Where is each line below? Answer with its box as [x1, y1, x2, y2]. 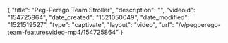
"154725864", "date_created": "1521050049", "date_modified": [7, 13, 189, 21]
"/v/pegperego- [175, 21, 221, 28]
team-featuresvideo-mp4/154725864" [7, 28, 119, 36]
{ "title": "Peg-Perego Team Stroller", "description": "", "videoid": [7, 6, 196, 14]
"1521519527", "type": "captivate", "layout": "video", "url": [7, 21, 174, 28]
